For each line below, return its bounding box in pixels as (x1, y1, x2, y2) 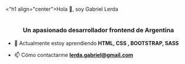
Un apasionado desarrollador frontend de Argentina (22, 26, 174, 35)
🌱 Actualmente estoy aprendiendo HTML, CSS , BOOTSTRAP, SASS (14, 39, 179, 46)
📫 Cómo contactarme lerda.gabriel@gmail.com (14, 51, 134, 58)
